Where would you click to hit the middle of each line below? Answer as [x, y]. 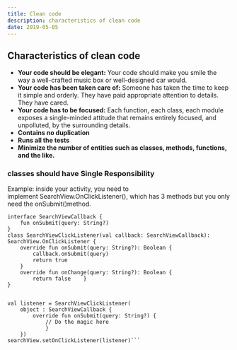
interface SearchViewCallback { [55, 217]
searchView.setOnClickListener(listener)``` [74, 341]
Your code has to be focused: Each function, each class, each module [121, 110]
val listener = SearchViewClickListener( [69, 304]
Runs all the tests [44, 140]
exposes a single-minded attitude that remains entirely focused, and [117, 118]
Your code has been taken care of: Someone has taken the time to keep [123, 88]
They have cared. [43, 103]
